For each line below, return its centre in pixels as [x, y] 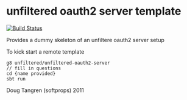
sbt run [16, 79]
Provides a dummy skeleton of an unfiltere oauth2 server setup [85, 40]
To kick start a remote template [45, 52]
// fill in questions [34, 68]
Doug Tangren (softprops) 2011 [45, 90]
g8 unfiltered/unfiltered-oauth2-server [58, 63]
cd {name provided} [31, 73]
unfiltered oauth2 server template [94, 11]
